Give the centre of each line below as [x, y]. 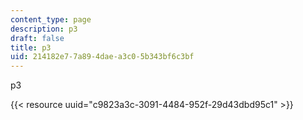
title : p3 [31, 47]
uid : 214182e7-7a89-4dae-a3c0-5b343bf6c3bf [102, 57]
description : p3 [44, 29]
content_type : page [51, 19]
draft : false [37, 38]
